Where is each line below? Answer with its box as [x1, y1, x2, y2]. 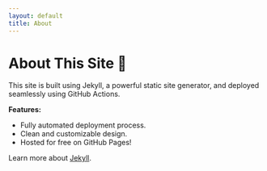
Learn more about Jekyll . [8, 153, 91, 163]
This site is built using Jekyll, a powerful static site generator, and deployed [8, 81, 260, 90]
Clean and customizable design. [19, 129, 128, 139]
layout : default [8, 11, 63, 20]
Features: [8, 105, 42, 115]
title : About [8, 19, 53, 27]
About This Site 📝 [8, 54, 127, 73]
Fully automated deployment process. [19, 120, 146, 130]
